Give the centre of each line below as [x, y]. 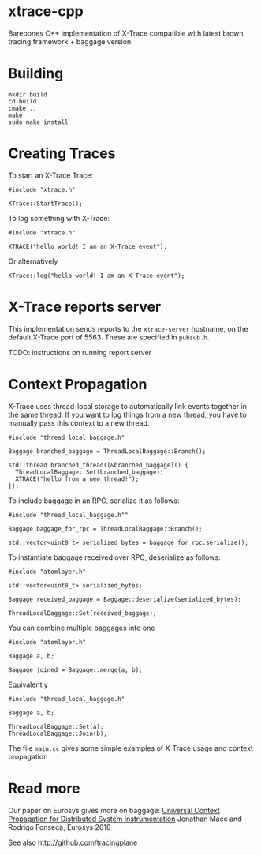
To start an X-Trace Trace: [50, 175]
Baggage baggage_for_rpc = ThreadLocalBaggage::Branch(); [105, 529]
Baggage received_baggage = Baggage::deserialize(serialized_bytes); [125, 599]
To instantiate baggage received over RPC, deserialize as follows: [114, 557]
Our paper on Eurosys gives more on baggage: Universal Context [114, 810]
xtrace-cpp [46, 11]
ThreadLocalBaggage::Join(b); [58, 733]
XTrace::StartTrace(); [45, 204]
